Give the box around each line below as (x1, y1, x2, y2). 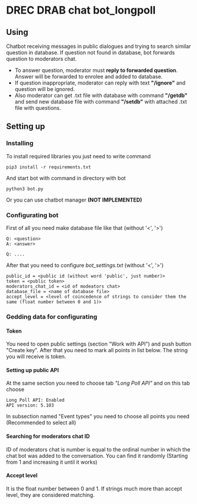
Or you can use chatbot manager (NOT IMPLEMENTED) (6, 196, 143, 203)
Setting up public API (6, 366, 59, 373)
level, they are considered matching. (6, 491, 95, 498)
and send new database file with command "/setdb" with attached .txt (14, 98, 188, 105)
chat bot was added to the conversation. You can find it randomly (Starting (6, 452, 188, 459)
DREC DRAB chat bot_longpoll (6, 4, 156, 17)
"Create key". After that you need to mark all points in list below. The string (6, 347, 188, 354)
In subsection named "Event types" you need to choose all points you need (6, 413, 190, 420)
